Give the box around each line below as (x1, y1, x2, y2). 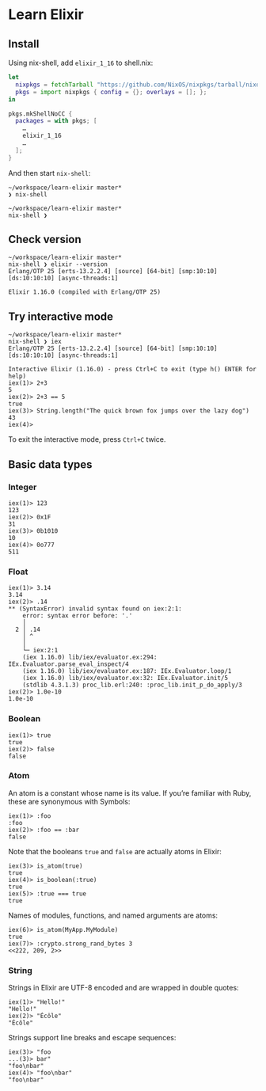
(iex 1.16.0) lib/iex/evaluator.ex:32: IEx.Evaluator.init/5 (22, 675, 228, 682)
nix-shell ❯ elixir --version (8, 260, 108, 268)
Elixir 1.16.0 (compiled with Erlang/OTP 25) (8, 288, 161, 296)
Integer (8, 481, 37, 492)
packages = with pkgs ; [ (15, 117, 97, 125)
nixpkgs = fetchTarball (15, 81, 93, 89)
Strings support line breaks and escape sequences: (8, 1033, 177, 1043)
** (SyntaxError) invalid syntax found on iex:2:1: (8, 605, 182, 613)
